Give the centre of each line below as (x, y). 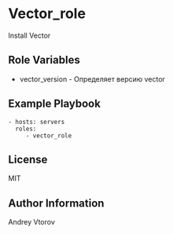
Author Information (56, 203)
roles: (26, 129)
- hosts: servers (37, 122)
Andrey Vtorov (31, 222)
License (28, 159)
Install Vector (29, 35)
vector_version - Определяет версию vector (92, 79)
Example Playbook (54, 104)
